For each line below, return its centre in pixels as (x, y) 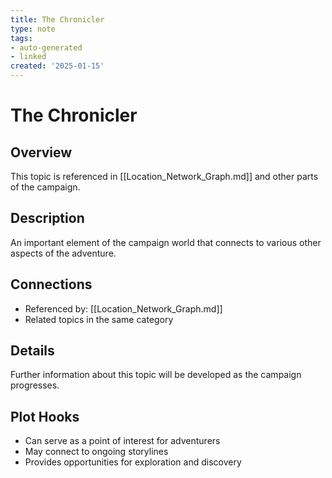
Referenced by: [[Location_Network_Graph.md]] (123, 308)
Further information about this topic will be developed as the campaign (156, 375)
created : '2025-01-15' (57, 66)
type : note (33, 29)
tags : (21, 38)
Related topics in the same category (99, 319)
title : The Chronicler (57, 19)
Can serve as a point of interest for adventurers (122, 441)
